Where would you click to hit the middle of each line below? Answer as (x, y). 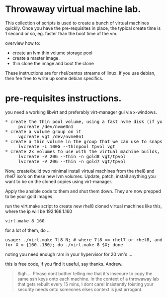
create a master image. (36, 58)
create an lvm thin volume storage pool (52, 53)
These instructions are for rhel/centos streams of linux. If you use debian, (80, 73)
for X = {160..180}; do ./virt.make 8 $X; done (64, 245)
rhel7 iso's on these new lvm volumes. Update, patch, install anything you (81, 176)
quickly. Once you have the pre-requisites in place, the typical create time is (83, 28)
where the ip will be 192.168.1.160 (39, 211)
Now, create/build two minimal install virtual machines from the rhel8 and (80, 171)
